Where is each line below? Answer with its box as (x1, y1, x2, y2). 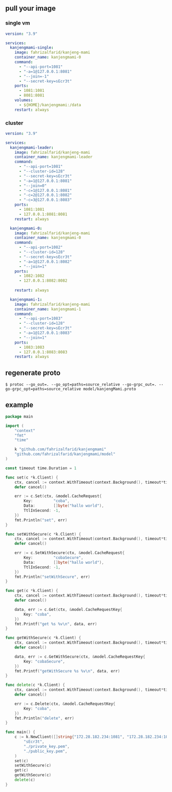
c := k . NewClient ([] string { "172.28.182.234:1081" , (14, 735, 125, 740)
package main (5, 414, 33, 419)
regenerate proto (5, 368, 60, 377)
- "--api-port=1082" (18, 245, 63, 250)
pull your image (5, 4, 56, 13)
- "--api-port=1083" (18, 316, 63, 321)
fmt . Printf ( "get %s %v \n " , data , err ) (14, 621, 97, 626)
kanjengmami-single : (10, 45, 54, 50)
